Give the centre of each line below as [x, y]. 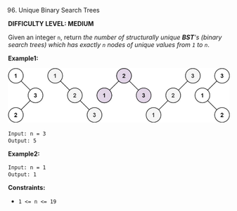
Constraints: [27, 188]
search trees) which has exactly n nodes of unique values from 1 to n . [109, 45]
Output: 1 [23, 175]
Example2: [24, 154]
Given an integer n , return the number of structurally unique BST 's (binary [115, 37]
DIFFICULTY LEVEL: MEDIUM [51, 23]
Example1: [23, 58]
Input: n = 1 [27, 168]
